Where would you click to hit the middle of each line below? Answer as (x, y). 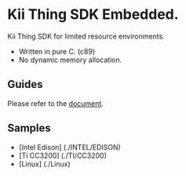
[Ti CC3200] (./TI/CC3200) (63, 156)
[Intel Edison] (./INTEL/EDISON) (69, 147)
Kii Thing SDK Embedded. (93, 15)
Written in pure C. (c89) (57, 51)
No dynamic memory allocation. (70, 60)
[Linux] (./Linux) (45, 163)
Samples (29, 128)
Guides (26, 84)
